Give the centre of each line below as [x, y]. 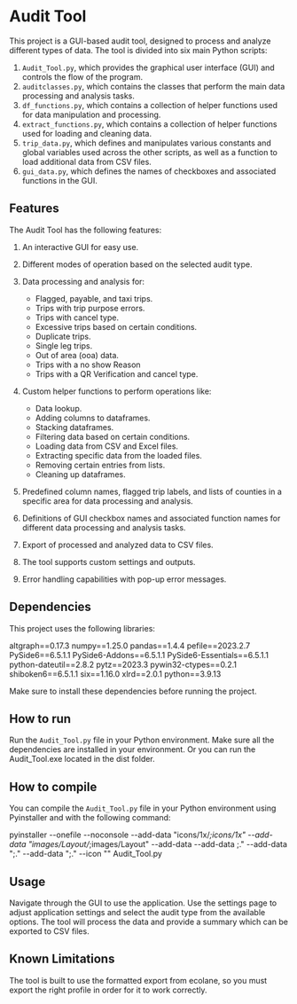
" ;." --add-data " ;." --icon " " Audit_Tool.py [86, 854]
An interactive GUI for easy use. [80, 247]
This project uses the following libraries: [82, 628]
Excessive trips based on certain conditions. [116, 326]
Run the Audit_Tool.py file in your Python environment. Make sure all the [142, 740]
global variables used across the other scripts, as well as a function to [149, 152]
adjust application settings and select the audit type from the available [137, 912]
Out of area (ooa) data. [77, 355]
